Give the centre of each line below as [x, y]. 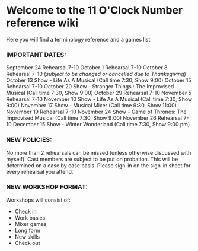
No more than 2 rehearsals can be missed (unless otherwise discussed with [99, 152]
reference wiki [42, 23]
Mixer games [31, 224]
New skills [27, 236]
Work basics [30, 218]
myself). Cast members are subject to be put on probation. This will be [92, 159]
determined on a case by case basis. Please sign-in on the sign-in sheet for [98, 165]
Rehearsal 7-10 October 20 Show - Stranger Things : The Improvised [90, 87]
